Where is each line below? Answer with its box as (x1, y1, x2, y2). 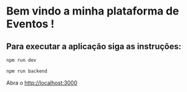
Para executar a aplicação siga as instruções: (6, 41, 182, 51)
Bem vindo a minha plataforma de (6, 4, 179, 18)
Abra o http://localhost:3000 (6, 79, 78, 86)
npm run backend (6, 68, 47, 74)
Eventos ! (6, 17, 55, 31)
